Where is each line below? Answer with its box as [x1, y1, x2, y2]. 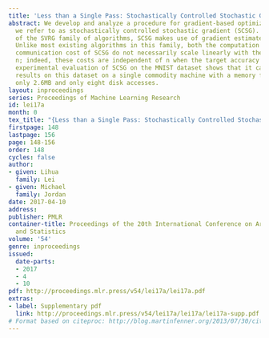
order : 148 [8, 146, 45, 154]
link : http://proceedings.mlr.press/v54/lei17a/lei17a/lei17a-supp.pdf [15, 309, 260, 317]
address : [8, 205, 38, 213]
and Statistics [15, 227, 66, 236]
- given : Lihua [8, 168, 59, 176]
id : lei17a [8, 101, 45, 109]
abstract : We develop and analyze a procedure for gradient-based [8, 19, 235, 27]
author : [8, 161, 34, 169]
